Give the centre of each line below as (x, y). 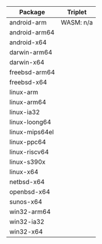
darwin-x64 (27, 62)
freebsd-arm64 (32, 72)
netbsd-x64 (27, 182)
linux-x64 (24, 172)
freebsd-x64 (28, 82)
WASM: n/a (77, 22)
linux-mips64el (31, 132)
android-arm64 (32, 32)
